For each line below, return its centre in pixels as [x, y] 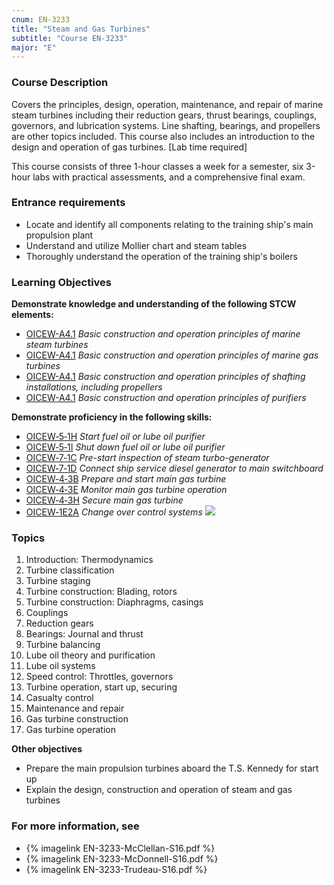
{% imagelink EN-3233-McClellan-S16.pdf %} [120, 848]
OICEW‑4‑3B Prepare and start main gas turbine [126, 479]
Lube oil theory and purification [90, 655]
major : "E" [34, 47]
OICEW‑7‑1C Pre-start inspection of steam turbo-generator [147, 458]
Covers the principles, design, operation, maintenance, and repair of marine [167, 104]
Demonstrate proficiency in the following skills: [112, 417]
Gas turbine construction [77, 719]
